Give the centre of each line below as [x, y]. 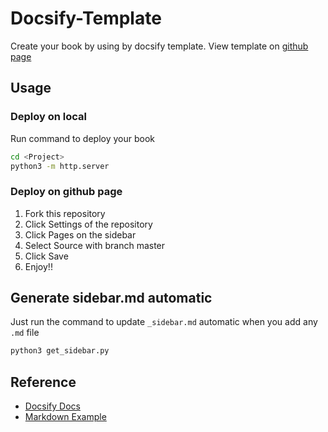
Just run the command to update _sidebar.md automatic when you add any [164, 322]
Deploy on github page [66, 192]
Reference [43, 382]
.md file [25, 333]
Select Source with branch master [95, 245]
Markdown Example [65, 417]
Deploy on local [49, 117]
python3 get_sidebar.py [60, 351]
